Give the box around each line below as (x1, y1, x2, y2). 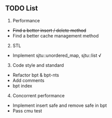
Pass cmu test (12, 107, 42, 113)
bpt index (12, 83, 33, 89)
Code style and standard (12, 62, 64, 68)
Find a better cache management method (12, 32, 99, 38)
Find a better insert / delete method (12, 27, 87, 33)
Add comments (12, 77, 44, 83)
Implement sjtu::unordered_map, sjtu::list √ (12, 52, 102, 58)
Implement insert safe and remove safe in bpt (12, 102, 107, 108)
